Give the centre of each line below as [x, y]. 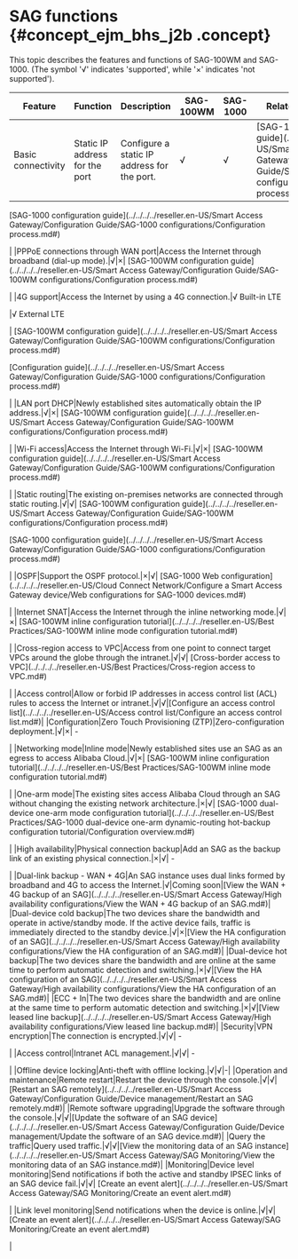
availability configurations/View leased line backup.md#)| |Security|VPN [141, 1026]
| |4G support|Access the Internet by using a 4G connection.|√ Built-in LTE [145, 297]
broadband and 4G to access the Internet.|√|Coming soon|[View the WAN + [148, 884]
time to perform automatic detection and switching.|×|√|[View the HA [136, 970]
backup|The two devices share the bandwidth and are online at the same [143, 960]
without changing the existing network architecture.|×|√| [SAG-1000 [133, 803]
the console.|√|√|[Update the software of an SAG [99, 1117]
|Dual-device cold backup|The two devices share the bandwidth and [134, 913]
